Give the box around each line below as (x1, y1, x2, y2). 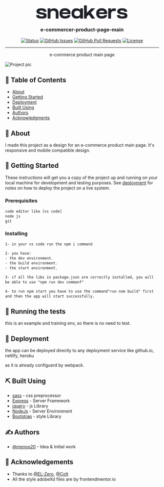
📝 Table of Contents (5, 76, 66, 84)
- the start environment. (5, 266, 58, 271)
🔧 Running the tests (5, 307, 66, 315)
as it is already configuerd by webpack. (5, 362, 84, 368)
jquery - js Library (12, 403, 48, 409)
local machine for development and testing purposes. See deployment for (5, 179, 153, 185)
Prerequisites (5, 197, 38, 204)
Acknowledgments (12, 115, 50, 121)
